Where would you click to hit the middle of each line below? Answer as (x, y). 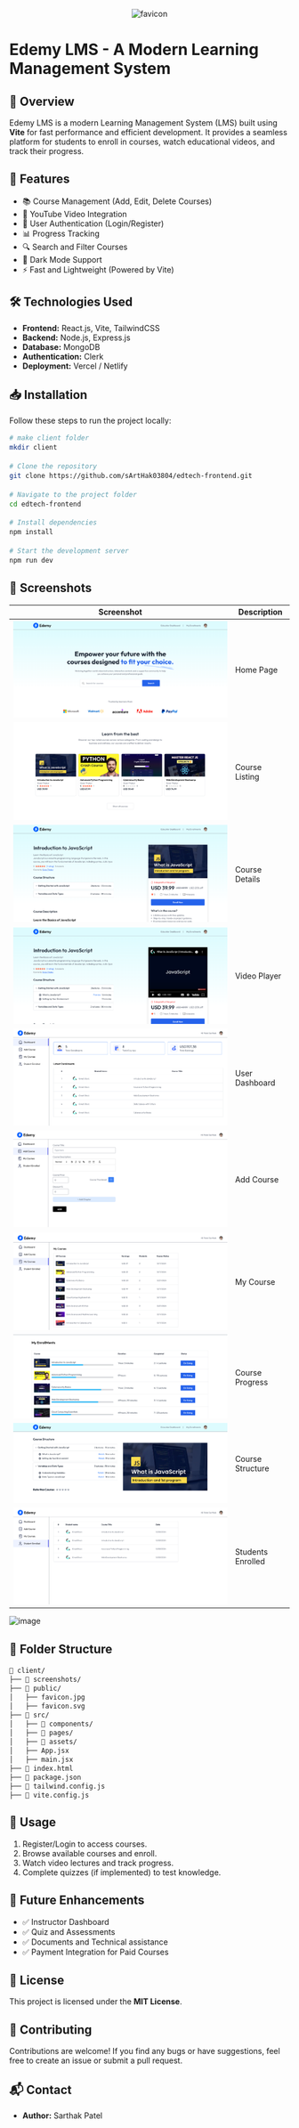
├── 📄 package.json (45, 1777)
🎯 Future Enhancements (77, 1901)
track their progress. (47, 151)
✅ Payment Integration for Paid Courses (95, 1952)
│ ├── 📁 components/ (51, 1724)
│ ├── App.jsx (39, 1750)
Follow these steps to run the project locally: (90, 421)
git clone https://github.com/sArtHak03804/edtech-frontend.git (131, 475)
